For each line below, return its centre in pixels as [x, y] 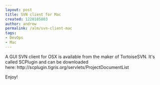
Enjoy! [12, 77]
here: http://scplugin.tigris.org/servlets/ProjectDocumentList [67, 67]
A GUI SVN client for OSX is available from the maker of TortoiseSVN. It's [80, 56]
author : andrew [21, 24]
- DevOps [14, 38]
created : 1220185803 [27, 19]
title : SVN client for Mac [33, 14]
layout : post [19, 10]
